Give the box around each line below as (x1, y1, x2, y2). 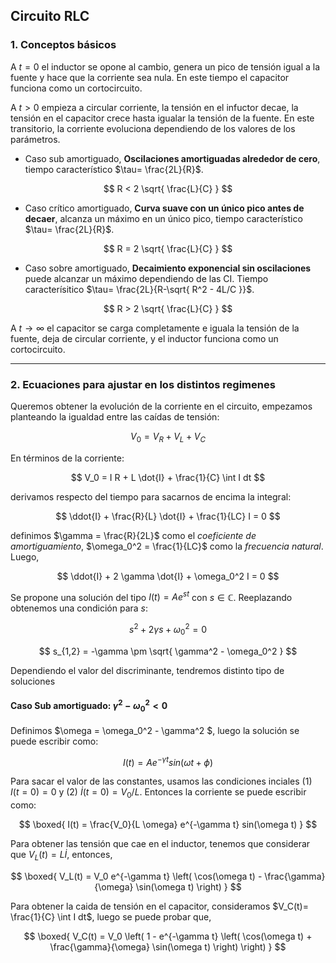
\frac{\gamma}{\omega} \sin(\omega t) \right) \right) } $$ (49, 940, 287, 953)
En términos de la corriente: (10, 452, 125, 464)
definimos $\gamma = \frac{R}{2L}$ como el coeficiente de (10, 529, 257, 541)
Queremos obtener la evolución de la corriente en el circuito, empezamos (10, 400, 313, 412)
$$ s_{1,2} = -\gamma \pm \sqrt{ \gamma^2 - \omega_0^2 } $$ (38, 645, 298, 657)
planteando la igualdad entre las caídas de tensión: (10, 410, 220, 423)
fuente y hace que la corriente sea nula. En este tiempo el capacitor (10, 71, 290, 83)
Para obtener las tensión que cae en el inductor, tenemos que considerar (10, 838, 311, 849)
